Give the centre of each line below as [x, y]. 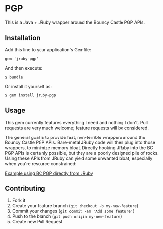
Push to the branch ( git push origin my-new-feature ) [67, 216]
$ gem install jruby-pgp [31, 95]
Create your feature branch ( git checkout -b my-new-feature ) [75, 206]
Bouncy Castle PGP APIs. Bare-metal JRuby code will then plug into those [80, 142]
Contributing [25, 188]
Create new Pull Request [37, 222]
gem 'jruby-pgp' [22, 59]
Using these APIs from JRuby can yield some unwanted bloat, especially [79, 158]
